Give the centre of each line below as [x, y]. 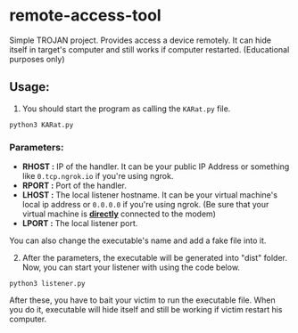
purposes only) [37, 59]
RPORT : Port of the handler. [74, 186]
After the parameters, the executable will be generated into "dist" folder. [154, 258]
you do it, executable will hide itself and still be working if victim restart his [146, 310]
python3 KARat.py [41, 125]
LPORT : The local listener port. [80, 223]
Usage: [30, 87]
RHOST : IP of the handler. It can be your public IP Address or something [156, 166]
